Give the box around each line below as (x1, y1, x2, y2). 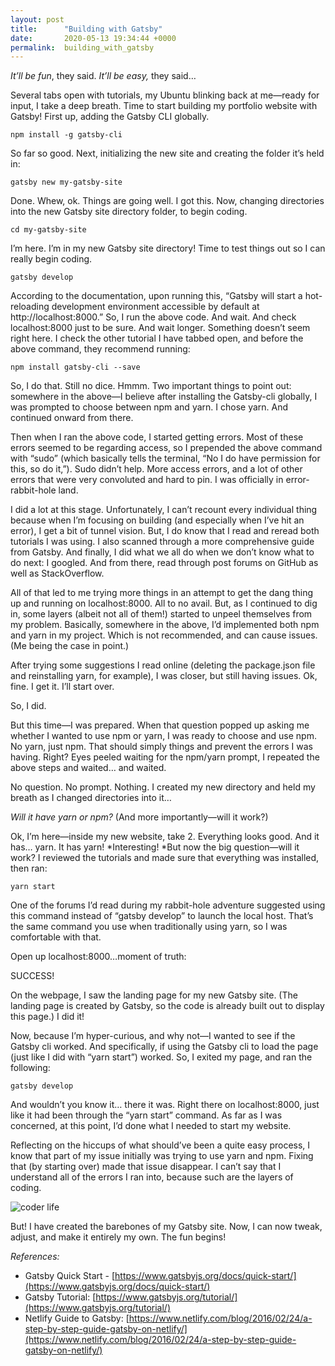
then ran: (10, 862, 48, 875)
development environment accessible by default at (51, 301, 260, 313)
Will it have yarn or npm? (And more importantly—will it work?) (10, 811, 269, 823)
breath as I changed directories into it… (10, 792, 172, 804)
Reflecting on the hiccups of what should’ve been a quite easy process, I (10, 1139, 311, 1151)
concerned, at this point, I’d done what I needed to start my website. (10, 1120, 292, 1132)
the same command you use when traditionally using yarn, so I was (10, 921, 288, 933)
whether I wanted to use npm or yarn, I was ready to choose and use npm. (10, 730, 317, 742)
